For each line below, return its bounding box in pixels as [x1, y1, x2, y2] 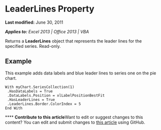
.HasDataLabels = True [7, 88, 53, 94]
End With [5, 105, 23, 111]
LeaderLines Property [5, 3, 95, 14]
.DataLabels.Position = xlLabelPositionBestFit [7, 93, 105, 98]
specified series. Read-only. [5, 43, 61, 49]
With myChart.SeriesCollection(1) [5, 85, 75, 89]
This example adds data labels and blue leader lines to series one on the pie [5, 70, 156, 76]
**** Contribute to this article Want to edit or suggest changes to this [5, 114, 144, 120]
